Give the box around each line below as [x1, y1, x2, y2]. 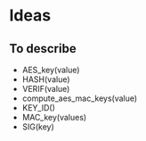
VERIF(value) [21, 84, 70, 94]
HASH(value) [21, 74, 70, 85]
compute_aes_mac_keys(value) [21, 93, 138, 104]
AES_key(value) [21, 64, 80, 75]
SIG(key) [21, 121, 55, 132]
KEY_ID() [21, 103, 56, 112]
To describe [9, 41, 77, 56]
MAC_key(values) [21, 112, 87, 122]
